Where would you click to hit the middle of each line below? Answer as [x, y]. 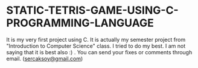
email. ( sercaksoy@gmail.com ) [45, 58]
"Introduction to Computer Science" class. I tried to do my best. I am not [96, 46]
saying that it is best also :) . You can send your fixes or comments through [99, 52]
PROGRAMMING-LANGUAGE [80, 23]
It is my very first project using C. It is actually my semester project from [96, 39]
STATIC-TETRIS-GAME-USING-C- [93, 10]
